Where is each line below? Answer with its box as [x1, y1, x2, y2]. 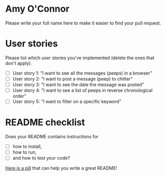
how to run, [12, 149, 37, 156]
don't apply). [5, 60, 32, 66]
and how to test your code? [12, 155, 70, 161]
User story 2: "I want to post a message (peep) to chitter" [12, 76, 133, 82]
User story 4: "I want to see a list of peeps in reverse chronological [12, 87, 153, 93]
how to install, [12, 143, 42, 149]
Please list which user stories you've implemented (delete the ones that [5, 55, 155, 61]
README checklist [5, 117, 85, 128]
